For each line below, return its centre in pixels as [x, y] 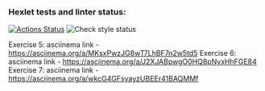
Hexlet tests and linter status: [67, 12]
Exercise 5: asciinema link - [54, 45]
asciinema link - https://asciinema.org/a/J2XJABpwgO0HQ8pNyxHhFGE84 [133, 61]
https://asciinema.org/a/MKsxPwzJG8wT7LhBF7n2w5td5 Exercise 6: [122, 53]
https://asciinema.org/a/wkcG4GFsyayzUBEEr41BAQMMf [104, 79]
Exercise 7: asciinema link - [54, 70]
